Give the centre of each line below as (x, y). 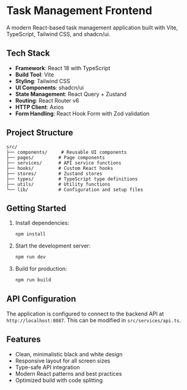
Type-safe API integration (48, 367)
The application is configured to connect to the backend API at (85, 314)
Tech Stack (28, 53)
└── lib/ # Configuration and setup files (75, 189)
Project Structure (40, 133)
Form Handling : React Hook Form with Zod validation (82, 113)
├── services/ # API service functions (64, 163)
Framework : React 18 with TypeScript (63, 68)
